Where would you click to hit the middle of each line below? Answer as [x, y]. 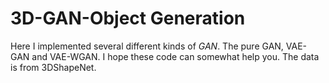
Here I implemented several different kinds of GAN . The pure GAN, [147, 46]
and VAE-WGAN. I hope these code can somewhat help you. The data [175, 56]
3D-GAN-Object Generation [128, 18]
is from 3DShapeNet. [53, 67]
